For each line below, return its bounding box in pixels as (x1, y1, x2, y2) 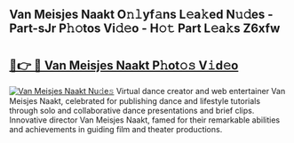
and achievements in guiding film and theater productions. (9, 124, 223, 134)
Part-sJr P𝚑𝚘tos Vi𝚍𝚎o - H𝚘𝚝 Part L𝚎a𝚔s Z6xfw (9, 21, 281, 36)
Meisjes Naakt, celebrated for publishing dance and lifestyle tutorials (9, 96, 260, 106)
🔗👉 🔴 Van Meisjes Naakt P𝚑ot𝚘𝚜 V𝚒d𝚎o (9, 58, 239, 73)
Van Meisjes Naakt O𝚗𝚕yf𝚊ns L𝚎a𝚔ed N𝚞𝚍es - (9, 7, 274, 22)
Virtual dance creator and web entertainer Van (115, 86, 286, 96)
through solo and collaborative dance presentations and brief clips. (9, 106, 255, 115)
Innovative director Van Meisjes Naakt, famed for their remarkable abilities (9, 115, 281, 125)
